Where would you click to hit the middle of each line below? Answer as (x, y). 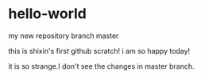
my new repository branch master (64, 36)
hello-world (48, 14)
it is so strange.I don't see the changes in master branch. (101, 66)
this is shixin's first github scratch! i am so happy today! (99, 51)
